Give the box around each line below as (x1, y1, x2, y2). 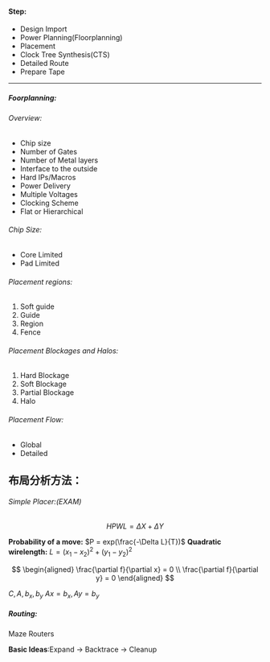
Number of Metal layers (19, 155, 99, 165)
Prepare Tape (19, 67, 66, 76)
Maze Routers (8, 629, 55, 639)
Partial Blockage (19, 388, 75, 397)
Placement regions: (8, 277, 73, 286)
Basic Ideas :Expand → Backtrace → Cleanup (8, 644, 157, 655)
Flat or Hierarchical (19, 206, 84, 216)
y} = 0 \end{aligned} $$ (96, 573, 174, 582)
